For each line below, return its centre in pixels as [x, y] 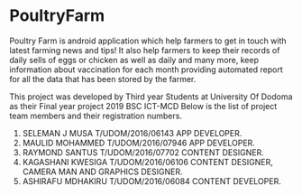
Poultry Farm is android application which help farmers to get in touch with [148, 41]
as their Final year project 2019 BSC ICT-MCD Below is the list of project [143, 106]
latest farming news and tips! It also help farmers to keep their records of [145, 50]
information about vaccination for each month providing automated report [146, 70]
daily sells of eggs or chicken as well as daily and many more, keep [134, 60]
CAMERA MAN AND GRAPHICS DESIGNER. [102, 172]
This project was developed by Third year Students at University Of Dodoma [151, 97]
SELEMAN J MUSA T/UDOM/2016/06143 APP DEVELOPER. [132, 133]
